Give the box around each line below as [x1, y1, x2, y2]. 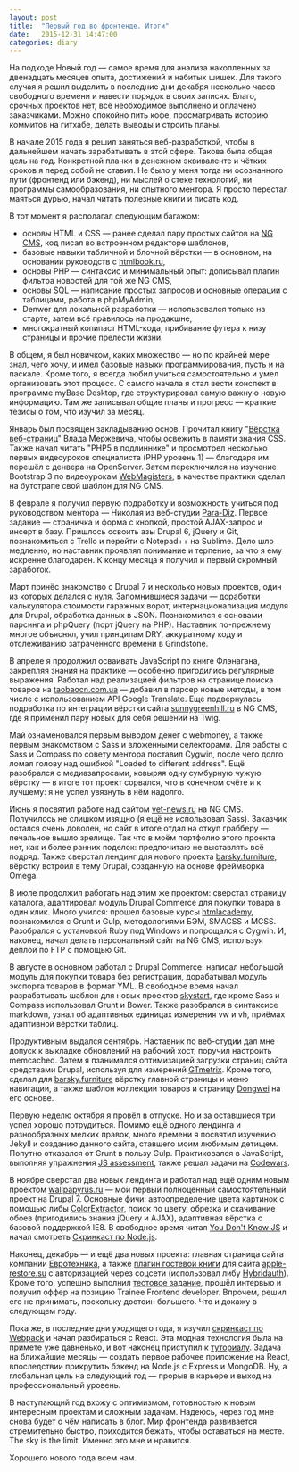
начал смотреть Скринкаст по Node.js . [9, 1232, 158, 1243]
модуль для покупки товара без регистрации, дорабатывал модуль [9, 972, 268, 982]
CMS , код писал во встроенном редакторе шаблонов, [21, 237, 229, 248]
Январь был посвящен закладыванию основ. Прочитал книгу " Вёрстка [9, 424, 281, 434]
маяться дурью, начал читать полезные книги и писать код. [9, 194, 239, 204]
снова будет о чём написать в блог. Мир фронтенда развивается [9, 1416, 258, 1427]
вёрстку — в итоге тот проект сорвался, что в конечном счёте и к [9, 777, 262, 788]
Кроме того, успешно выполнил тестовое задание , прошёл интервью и [9, 1278, 282, 1288]
